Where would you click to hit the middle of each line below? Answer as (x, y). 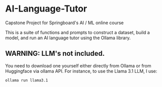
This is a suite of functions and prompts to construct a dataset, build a (77, 32)
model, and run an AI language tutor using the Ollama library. (68, 38)
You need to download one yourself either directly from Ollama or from (78, 65)
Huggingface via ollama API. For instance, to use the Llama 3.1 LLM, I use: (81, 71)
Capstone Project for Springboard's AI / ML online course (64, 23)
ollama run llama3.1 (27, 80)
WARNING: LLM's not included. (55, 54)
